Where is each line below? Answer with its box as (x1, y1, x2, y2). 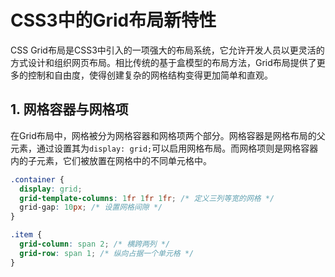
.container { (10, 174, 65, 185)
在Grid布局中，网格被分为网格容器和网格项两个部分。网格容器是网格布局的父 (10, 129, 326, 141)
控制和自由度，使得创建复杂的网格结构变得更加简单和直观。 (27, 69, 273, 81)
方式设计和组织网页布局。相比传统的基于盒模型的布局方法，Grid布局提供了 (10, 56, 317, 68)
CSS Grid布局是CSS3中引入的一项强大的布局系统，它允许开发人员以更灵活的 (10, 44, 325, 56)
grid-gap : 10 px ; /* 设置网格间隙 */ (19, 202, 163, 213)
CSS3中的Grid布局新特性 (10, 9, 217, 32)
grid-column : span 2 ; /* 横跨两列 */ (19, 239, 171, 249)
